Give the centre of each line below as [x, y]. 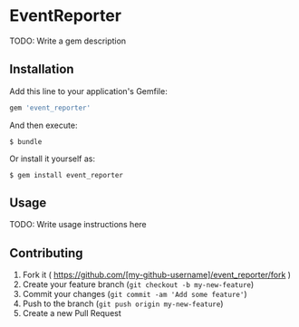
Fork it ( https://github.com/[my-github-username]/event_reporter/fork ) [157, 275]
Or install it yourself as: [52, 159]
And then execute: [43, 125]
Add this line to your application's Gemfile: [88, 91]
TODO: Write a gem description [68, 41]
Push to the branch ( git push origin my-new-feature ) [123, 303]
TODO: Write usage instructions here [78, 225]
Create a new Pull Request [72, 313]
